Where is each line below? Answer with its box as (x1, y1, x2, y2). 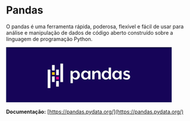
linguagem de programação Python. (6, 35, 93, 42)
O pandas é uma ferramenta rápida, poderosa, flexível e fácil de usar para (6, 23, 184, 30)
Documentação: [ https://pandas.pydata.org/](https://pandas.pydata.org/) (6, 108, 184, 115)
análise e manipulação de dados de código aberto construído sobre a (6, 29, 174, 36)
